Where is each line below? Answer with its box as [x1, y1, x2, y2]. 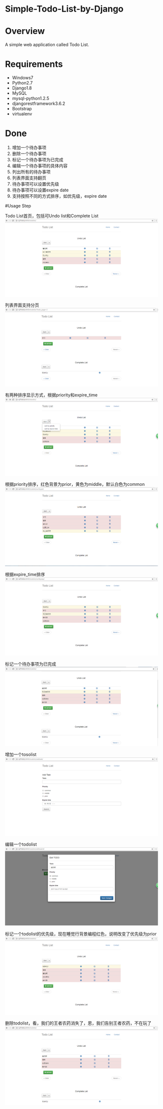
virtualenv [12, 111, 33, 117]
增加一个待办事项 [12, 145, 47, 150]
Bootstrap [12, 106, 32, 112]
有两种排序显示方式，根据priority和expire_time [5, 392, 98, 398]
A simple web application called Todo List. [5, 42, 89, 48]
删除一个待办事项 [12, 151, 47, 156]
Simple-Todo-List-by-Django [5, 3, 124, 15]
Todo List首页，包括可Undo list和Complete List [5, 213, 98, 219]
